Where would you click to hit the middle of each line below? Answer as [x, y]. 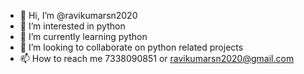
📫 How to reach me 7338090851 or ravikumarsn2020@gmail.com [157, 58]
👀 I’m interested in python [72, 26]
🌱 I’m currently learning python [83, 36]
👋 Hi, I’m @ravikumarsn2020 [78, 15]
